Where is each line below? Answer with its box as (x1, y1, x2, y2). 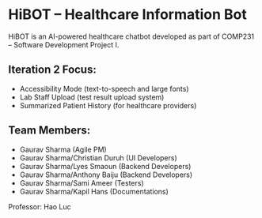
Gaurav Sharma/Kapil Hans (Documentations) (19, 186, 169, 196)
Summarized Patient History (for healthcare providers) (19, 100, 197, 110)
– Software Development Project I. (8, 39, 120, 49)
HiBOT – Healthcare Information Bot (8, 6, 248, 24)
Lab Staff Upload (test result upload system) (19, 92, 165, 102)
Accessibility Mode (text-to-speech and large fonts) (19, 84, 189, 93)
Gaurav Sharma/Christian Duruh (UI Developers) (19, 152, 178, 163)
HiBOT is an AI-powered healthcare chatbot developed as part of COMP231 (8, 32, 255, 41)
